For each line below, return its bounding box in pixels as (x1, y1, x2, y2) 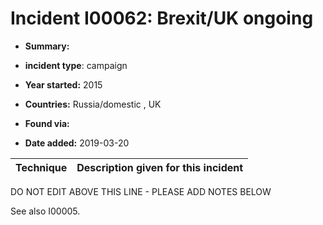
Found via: (24, 117, 70, 129)
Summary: (24, 40, 70, 52)
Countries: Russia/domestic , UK (24, 98, 162, 110)
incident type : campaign (24, 59, 128, 71)
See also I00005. (10, 205, 81, 217)
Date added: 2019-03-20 (24, 137, 130, 149)
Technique (15, 160, 68, 174)
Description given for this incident (76, 160, 244, 174)
